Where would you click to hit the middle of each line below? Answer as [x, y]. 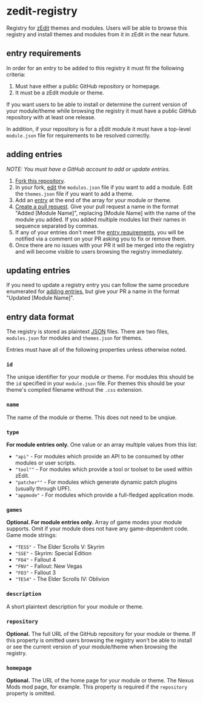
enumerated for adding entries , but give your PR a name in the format [93, 291]
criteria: [16, 74]
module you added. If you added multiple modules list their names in [100, 219]
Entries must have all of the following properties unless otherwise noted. [96, 350]
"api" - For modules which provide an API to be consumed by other [99, 457]
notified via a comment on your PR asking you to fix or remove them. [101, 239]
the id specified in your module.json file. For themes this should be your [96, 383]
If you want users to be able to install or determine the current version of [97, 104]
